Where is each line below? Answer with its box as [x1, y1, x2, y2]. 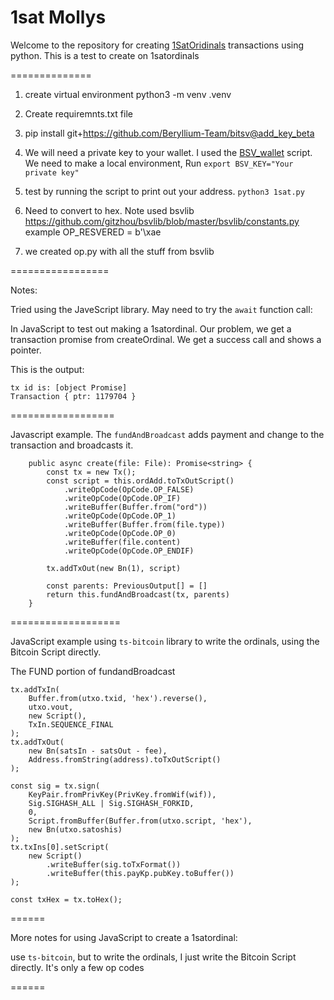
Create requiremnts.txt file [24, 107, 133, 120]
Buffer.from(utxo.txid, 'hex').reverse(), [28, 693, 208, 703]
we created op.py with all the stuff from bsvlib [24, 245, 215, 257]
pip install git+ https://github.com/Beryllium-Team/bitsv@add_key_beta [24, 127, 315, 139]
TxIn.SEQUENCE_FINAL [28, 719, 114, 730]
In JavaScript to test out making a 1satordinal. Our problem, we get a [10, 322, 292, 335]
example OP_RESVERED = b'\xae [24, 226, 162, 238]
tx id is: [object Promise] [10, 382, 128, 393]
